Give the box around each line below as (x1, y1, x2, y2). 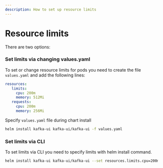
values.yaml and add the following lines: (5, 72, 85, 78)
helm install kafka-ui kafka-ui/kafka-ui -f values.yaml (5, 126, 123, 131)
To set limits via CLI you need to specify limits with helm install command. (5, 149, 152, 155)
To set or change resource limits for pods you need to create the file (5, 67, 141, 73)
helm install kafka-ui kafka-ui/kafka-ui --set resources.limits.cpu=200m (5, 158, 160, 164)
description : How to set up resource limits (5, 7, 97, 12)
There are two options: (5, 44, 50, 50)
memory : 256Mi (16, 108, 45, 114)
